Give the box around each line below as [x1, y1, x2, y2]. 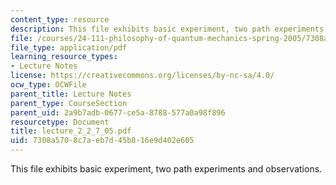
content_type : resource [10, 14, 110, 25]
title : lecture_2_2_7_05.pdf [10, 126, 132, 136]
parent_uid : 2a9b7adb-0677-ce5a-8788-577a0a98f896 [10, 107, 226, 118]
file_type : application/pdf [10, 42, 128, 53]
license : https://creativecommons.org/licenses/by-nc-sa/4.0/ [10, 71, 275, 81]
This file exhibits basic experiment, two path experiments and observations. [10, 163, 323, 175]
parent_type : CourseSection [10, 98, 128, 108]
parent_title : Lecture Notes [10, 89, 132, 99]
